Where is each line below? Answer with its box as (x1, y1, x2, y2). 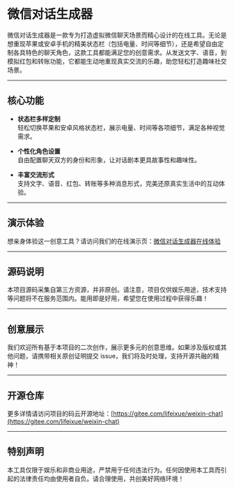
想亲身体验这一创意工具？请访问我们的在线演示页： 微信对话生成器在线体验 (7, 237, 221, 245)
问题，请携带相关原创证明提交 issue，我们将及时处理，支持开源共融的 (13, 352, 214, 360)
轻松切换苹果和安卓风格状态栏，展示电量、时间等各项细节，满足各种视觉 (17, 123, 225, 131)
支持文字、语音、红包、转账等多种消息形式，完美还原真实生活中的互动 (17, 179, 219, 187)
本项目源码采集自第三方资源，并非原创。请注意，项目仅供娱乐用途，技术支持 (7, 286, 227, 294)
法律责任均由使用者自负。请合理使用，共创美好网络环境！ (19, 474, 185, 483)
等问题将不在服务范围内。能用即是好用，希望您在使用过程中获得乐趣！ (7, 294, 209, 302)
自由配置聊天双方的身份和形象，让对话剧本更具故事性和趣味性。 (17, 155, 201, 164)
